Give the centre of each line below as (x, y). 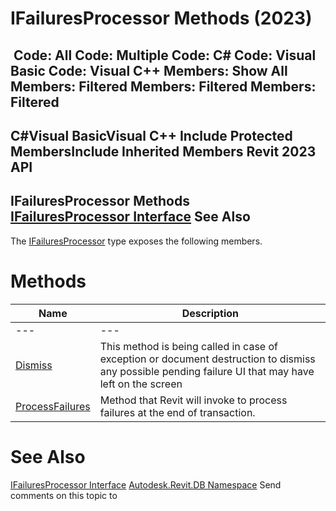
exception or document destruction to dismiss (207, 359)
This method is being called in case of (188, 346)
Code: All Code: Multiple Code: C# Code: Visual (165, 55)
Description (210, 313)
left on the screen (141, 384)
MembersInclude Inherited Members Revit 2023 (163, 151)
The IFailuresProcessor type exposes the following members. (136, 241)
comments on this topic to (64, 495)
